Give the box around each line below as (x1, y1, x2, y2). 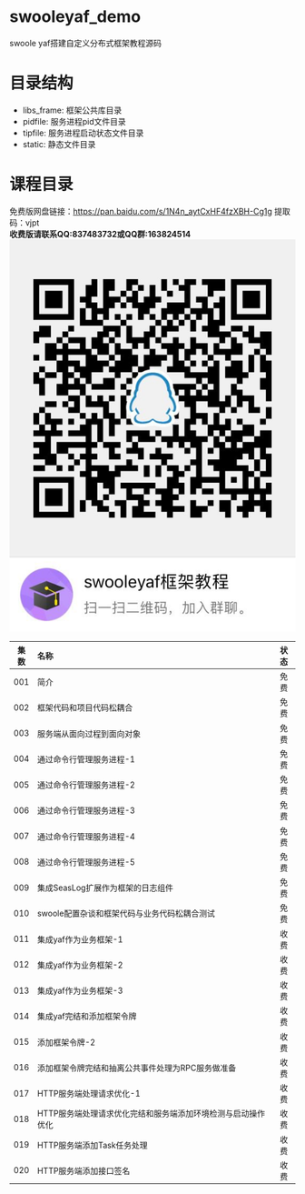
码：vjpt (9, 216, 40, 228)
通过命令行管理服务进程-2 (36, 779, 136, 790)
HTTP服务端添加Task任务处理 (36, 1139, 148, 1150)
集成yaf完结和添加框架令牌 (36, 1011, 137, 1022)
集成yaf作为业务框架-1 (36, 934, 123, 945)
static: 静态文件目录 (22, 138, 96, 149)
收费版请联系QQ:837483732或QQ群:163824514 (9, 228, 192, 239)
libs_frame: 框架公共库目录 (22, 105, 123, 115)
